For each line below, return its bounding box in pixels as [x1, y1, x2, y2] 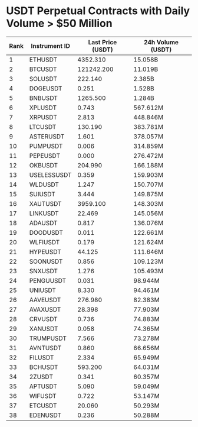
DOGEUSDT [29, 84, 62, 92]
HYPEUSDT [29, 247, 62, 255]
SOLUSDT [29, 75, 58, 83]
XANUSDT [29, 324, 58, 332]
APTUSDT [29, 382, 58, 390]
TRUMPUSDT [29, 334, 67, 342]
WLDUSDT [29, 180, 59, 189]
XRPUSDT [29, 113, 57, 121]
